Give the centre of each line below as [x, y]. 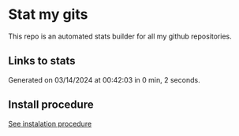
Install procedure [51, 105]
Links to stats [42, 61]
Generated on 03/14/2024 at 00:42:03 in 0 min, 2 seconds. [104, 79]
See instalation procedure [50, 123]
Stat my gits [48, 15]
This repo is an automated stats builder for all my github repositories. [120, 36]
